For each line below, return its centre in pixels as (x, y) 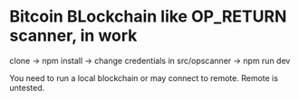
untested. (27, 87)
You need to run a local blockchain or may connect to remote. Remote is (144, 77)
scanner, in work (73, 36)
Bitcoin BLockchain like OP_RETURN (148, 17)
